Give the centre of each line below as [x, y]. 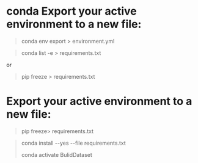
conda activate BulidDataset [57, 154]
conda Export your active [72, 11]
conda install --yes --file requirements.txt [74, 143]
